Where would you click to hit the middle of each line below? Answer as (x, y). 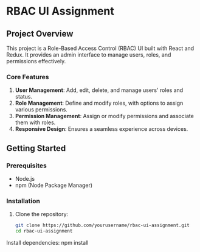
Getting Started (36, 148)
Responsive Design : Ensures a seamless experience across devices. (102, 129)
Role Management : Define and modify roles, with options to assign (99, 103)
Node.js (25, 178)
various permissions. (41, 110)
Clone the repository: (42, 214)
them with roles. (35, 122)
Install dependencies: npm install (47, 243)
